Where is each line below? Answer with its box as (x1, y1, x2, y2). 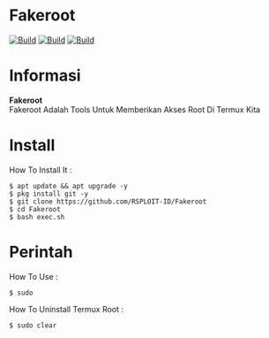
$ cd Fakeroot (9, 204, 62, 213)
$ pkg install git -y (9, 189, 89, 198)
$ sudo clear (9, 320, 57, 330)
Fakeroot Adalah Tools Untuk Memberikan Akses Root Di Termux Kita (9, 104, 261, 115)
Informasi (9, 65, 81, 86)
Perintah (9, 242, 73, 262)
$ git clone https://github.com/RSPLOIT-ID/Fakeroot (9, 196, 207, 206)
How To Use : (9, 271, 59, 281)
